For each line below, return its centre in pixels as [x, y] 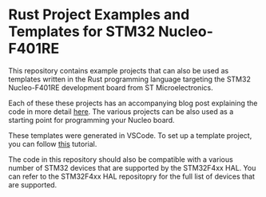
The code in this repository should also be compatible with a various [121, 159]
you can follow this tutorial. [53, 144]
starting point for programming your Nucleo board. [91, 120]
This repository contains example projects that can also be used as [119, 70]
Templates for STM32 [82, 32]
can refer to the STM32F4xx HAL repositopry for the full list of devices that [132, 176]
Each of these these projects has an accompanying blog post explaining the [133, 103]
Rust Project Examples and [99, 15]
